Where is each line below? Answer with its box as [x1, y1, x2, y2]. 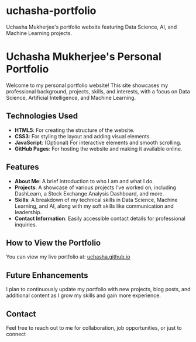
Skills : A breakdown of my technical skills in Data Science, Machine [14, 196, 178, 203]
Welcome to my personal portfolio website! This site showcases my [6, 82, 169, 89]
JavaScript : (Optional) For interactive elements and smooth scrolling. [14, 139, 181, 146]
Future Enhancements [6, 270, 89, 280]
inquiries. [14, 221, 37, 228]
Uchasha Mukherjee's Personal [6, 50, 162, 64]
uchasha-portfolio [6, 4, 97, 18]
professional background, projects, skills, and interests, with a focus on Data [6, 88, 190, 95]
